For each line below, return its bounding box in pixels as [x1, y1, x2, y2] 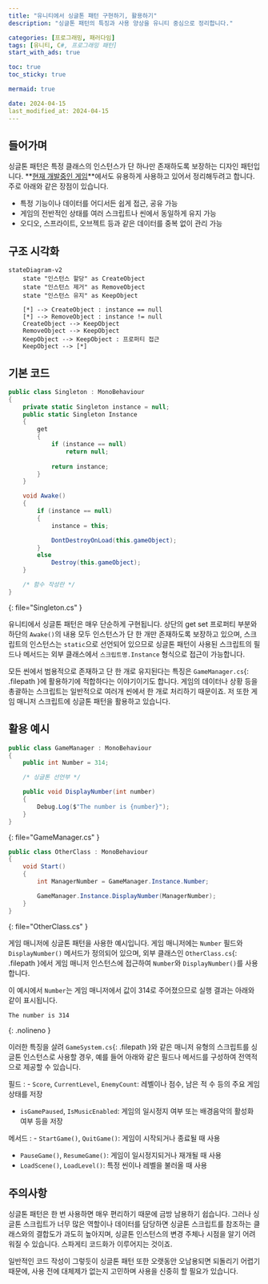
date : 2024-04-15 [8, 100, 66, 108]
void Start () [22, 863, 66, 871]
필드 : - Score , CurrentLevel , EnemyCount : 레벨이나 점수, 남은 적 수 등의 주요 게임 [8, 1079, 260, 1089]
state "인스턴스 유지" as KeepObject [22, 292, 138, 300]
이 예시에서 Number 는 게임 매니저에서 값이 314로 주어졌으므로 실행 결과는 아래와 [8, 985, 255, 995]
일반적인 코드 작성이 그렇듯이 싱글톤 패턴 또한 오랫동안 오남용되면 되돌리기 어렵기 [8, 1257, 261, 1266]
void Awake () [22, 492, 66, 500]
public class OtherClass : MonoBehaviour [8, 847, 149, 855]
